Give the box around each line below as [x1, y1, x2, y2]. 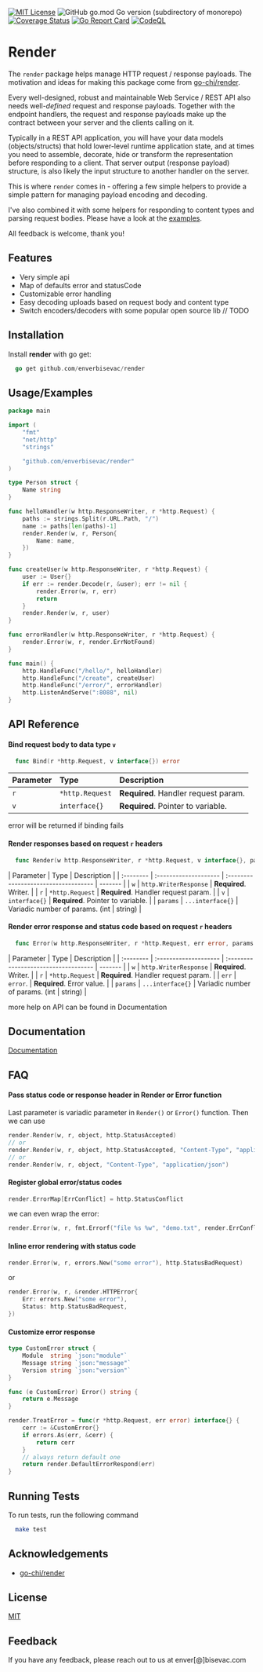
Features [8, 251, 52, 265]
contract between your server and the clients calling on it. [8, 118, 194, 127]
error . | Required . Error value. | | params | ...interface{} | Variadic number [8, 979, 251, 988]
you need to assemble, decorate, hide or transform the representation [8, 149, 233, 159]
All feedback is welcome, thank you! [8, 229, 125, 238]
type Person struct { [8, 479, 79, 487]
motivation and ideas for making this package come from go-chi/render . [8, 77, 241, 86]
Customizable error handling [19, 289, 112, 298]
